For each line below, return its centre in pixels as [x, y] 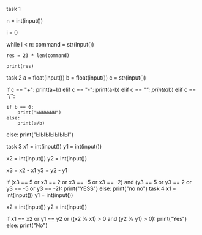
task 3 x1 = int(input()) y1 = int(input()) [54, 147]
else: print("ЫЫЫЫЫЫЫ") [40, 135]
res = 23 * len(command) [38, 56]
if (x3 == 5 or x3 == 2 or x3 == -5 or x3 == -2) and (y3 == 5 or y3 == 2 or [99, 182]
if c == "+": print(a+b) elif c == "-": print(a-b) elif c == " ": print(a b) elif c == [101, 89]
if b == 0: [20, 107]
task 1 [14, 9]
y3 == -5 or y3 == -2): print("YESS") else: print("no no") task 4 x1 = [91, 188]
